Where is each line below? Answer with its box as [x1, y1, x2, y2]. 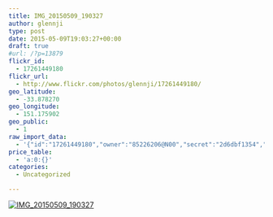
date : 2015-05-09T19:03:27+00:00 [8, 34, 122, 43]
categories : [8, 163, 49, 171]
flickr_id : [8, 58, 45, 66]
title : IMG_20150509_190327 [8, 11, 104, 20]
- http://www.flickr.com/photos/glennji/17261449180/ [15, 80, 201, 88]
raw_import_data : [8, 132, 67, 141]
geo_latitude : [8, 87, 57, 96]
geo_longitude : [8, 102, 60, 111]
